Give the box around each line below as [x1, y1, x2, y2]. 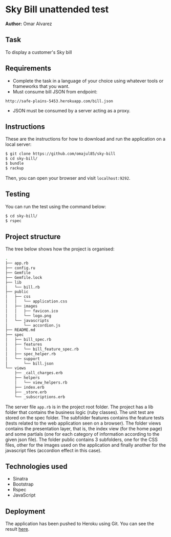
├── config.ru [5, 265, 36, 271]
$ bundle [5, 161, 24, 166]
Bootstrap [12, 481, 34, 487]
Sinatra [12, 476, 28, 482]
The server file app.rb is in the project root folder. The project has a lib [5, 404, 154, 410]
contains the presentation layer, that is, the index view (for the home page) [5, 425, 162, 432]
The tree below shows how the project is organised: [5, 246, 115, 252]
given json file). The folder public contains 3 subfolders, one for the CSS [5, 436, 158, 443]
